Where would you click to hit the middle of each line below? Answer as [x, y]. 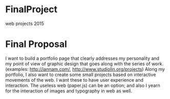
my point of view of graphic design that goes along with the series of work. [84, 64]
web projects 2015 [25, 23]
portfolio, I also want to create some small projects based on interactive [81, 75]
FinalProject [31, 9]
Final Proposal [36, 44]
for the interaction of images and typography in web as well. [69, 91]
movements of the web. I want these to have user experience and [75, 80]
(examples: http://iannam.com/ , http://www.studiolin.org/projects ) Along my [85, 69]
